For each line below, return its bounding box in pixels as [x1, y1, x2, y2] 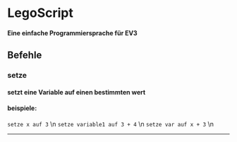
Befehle [7, 49, 42, 61]
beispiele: [7, 104, 37, 112]
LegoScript [7, 5, 74, 21]
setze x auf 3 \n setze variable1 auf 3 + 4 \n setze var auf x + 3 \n [7, 119, 214, 128]
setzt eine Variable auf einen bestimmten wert [7, 88, 146, 96]
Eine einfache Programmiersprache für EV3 [7, 28, 138, 37]
